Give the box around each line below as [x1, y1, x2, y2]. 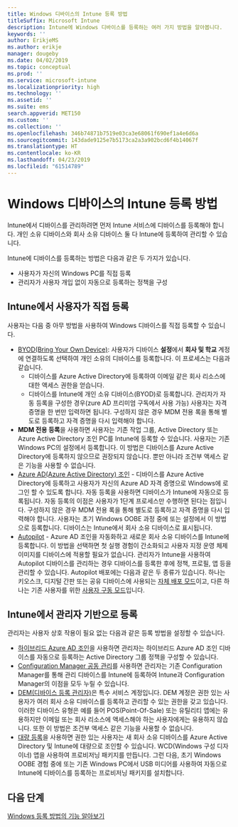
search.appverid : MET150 [7, 110, 81, 117]
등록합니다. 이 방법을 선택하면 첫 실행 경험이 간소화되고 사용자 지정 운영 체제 [17, 541, 229, 550]
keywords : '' [7, 30, 46, 38]
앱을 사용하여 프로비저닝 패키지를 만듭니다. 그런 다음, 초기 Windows [33, 751, 222, 759]
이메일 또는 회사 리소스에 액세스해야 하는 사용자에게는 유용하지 [42, 715, 215, 724]
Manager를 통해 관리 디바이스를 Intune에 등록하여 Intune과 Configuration [17, 671, 225, 679]
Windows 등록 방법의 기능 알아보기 [7, 812, 105, 821]
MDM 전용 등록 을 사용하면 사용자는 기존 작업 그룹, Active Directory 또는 [17, 425, 219, 433]
